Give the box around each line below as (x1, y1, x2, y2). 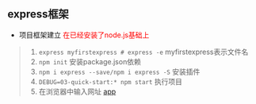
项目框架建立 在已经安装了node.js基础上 (18, 30, 150, 40)
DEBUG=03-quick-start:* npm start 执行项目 (38, 76, 183, 86)
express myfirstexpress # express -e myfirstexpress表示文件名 (38, 47, 249, 56)
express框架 (7, 7, 69, 21)
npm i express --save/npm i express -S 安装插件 (38, 67, 201, 76)
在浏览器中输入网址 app (38, 87, 117, 96)
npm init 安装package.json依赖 (38, 56, 142, 66)
